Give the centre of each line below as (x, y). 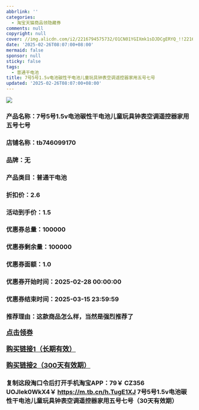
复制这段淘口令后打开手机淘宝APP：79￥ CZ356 (76, 383)
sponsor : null (24, 56)
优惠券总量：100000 (36, 230)
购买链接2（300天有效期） (48, 365)
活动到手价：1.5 (29, 212)
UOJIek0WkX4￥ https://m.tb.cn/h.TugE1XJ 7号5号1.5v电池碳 (97, 392)
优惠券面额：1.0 (29, 265)
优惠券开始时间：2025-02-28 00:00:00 (64, 282)
